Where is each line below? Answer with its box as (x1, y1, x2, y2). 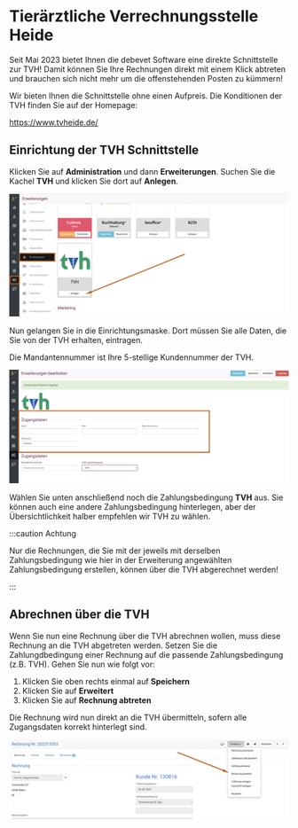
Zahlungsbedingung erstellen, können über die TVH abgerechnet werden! (9, 564, 279, 574)
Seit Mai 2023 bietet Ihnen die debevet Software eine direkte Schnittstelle (9, 54, 278, 65)
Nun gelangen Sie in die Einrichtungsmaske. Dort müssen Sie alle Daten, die (9, 325, 287, 336)
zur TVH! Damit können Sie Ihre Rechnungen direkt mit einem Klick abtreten (9, 64, 286, 74)
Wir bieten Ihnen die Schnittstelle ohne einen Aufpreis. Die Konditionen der (9, 90, 282, 101)
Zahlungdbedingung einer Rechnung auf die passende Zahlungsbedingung (9, 649, 284, 660)
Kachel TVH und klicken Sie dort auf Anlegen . (9, 176, 179, 186)
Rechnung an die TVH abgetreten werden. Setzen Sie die (9, 640, 218, 651)
